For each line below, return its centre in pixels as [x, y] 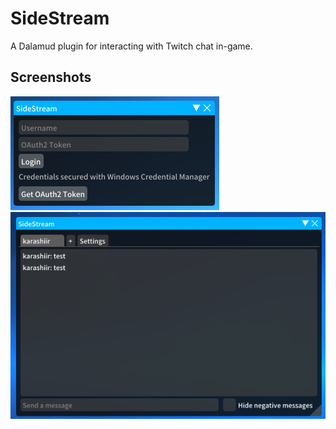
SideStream [60, 18]
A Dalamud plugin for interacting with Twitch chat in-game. [131, 46]
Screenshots [51, 77]
